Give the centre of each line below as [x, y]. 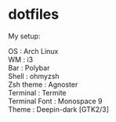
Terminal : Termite [37, 92]
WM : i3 [21, 59]
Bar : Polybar [29, 67]
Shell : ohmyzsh [34, 76]
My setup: [24, 36]
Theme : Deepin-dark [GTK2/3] [59, 109]
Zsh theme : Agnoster [43, 84]
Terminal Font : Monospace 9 [56, 101]
